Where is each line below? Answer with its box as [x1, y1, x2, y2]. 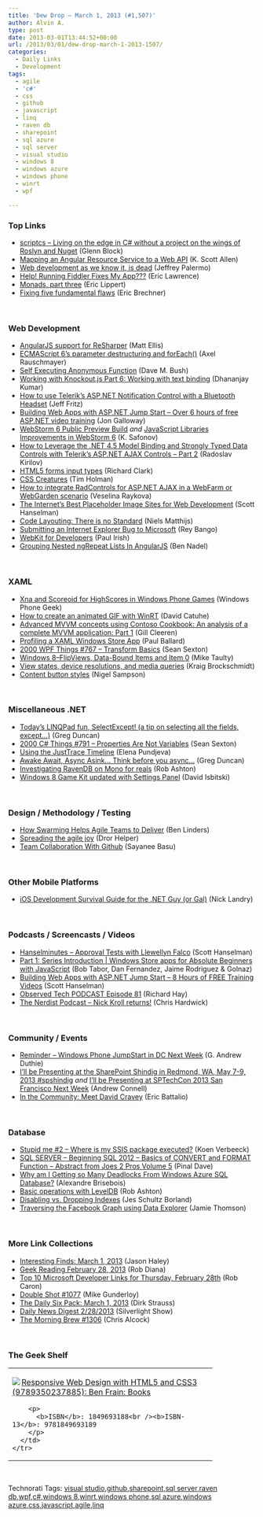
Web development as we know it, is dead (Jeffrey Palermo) [19, 263, 211, 272]
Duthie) [19, 1059, 44, 1068]
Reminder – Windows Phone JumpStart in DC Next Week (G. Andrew [19, 1050, 242, 1059]
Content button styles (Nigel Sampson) [19, 670, 146, 679]
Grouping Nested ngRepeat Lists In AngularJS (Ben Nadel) [19, 541, 209, 551]
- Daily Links [15, 56, 61, 64]
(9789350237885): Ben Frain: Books [12, 1386, 152, 1397]
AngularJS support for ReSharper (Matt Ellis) [19, 341, 164, 350]
